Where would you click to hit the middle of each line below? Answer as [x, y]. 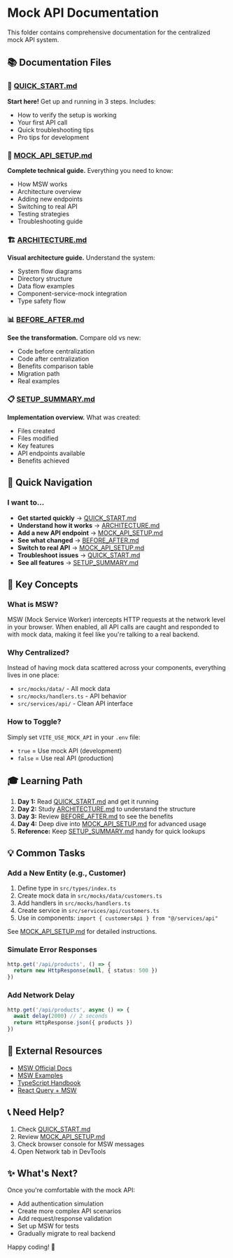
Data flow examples [46, 286]
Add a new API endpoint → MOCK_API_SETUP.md [90, 533]
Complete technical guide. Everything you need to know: [90, 170]
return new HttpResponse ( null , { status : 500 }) [86, 971]
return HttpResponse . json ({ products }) [73, 1023]
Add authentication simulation [60, 1204]
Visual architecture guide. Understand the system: [81, 258]
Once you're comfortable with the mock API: [71, 1190]
